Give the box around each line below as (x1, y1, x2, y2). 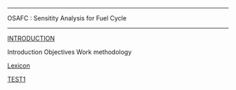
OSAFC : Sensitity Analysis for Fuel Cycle (7, 14, 127, 22)
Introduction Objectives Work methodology (7, 48, 132, 56)
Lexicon (7, 61, 30, 70)
